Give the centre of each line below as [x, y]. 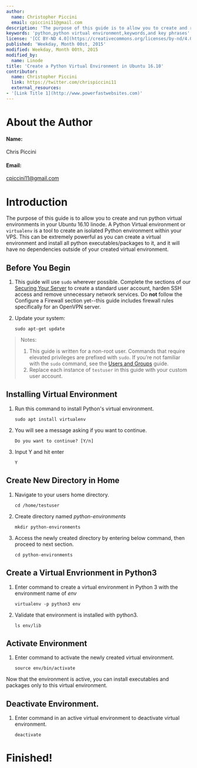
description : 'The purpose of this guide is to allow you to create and [97, 28]
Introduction [37, 202]
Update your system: [40, 318]
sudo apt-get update [40, 329]
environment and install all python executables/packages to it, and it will [93, 243]
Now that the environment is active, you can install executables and [87, 679]
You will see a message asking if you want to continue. [81, 430]
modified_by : [22, 55]
